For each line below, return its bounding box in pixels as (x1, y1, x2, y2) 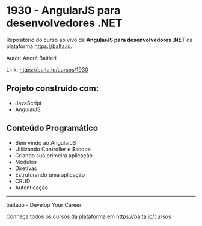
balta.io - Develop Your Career (6, 201, 82, 208)
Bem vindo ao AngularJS (14, 139, 76, 146)
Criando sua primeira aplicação (14, 151, 93, 159)
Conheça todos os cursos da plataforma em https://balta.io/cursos (6, 213, 171, 220)
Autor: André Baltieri (6, 54, 57, 61)
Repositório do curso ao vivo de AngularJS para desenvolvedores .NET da (6, 36, 193, 43)
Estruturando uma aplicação (14, 171, 85, 178)
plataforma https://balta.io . (6, 43, 73, 50)
